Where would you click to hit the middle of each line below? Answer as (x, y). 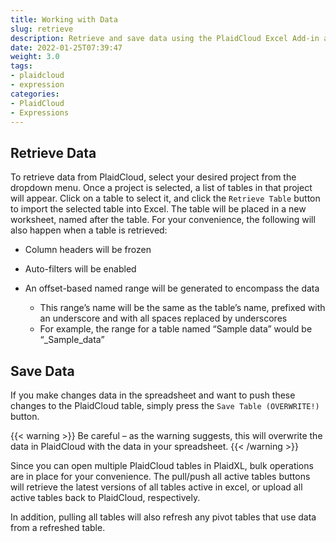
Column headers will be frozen (88, 250)
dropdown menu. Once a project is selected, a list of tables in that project (161, 188)
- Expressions (40, 112)
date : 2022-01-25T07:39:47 (66, 47)
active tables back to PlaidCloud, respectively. (105, 497)
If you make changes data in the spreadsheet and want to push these (153, 395)
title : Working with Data (64, 19)
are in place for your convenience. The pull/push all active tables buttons (160, 476)
